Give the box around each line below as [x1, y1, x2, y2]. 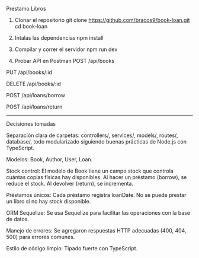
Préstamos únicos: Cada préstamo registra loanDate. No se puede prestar [6, 192, 187, 198]
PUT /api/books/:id [6, 69, 52, 76]
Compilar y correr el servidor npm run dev [14, 46, 118, 53]
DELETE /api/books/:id [6, 80, 61, 87]
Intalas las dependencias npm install [14, 34, 104, 41]
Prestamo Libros [6, 5, 46, 12]
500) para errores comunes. [6, 234, 75, 240]
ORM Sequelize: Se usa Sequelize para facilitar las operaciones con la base [6, 209, 191, 216]
